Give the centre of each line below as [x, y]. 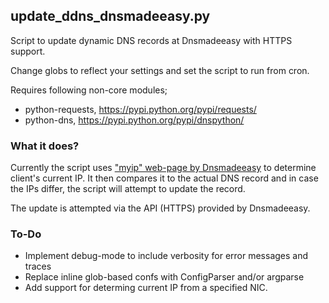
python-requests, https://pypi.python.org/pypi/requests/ [140, 109]
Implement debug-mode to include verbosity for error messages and [166, 256]
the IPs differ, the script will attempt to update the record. [128, 189]
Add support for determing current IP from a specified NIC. [146, 288]
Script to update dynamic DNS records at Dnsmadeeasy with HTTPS [151, 40]
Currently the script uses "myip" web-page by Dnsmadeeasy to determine [163, 168]
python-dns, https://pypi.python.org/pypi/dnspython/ [134, 120]
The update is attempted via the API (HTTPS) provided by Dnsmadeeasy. [160, 208]
